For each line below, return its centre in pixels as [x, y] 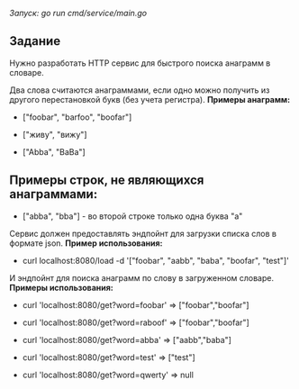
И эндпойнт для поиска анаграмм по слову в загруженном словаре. [142, 277]
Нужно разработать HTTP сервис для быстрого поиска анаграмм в [140, 63]
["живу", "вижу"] [54, 134]
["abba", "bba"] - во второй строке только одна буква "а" [132, 216]
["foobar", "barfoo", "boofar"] [77, 117]
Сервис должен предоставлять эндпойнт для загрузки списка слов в [143, 233]
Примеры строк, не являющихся [107, 181]
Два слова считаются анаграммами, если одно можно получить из [140, 90]
